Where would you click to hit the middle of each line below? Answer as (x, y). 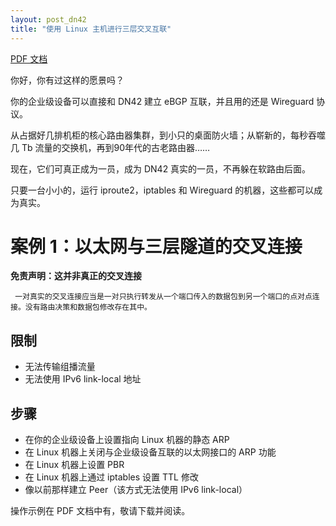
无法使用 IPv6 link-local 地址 (83, 379)
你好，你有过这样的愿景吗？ (67, 80)
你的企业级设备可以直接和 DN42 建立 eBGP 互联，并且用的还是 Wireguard (162, 101)
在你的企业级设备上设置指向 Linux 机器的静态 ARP (127, 440)
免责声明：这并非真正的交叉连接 (76, 276)
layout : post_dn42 (48, 19)
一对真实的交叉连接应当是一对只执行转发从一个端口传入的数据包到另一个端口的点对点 (163, 297)
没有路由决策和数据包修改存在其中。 (88, 307)
